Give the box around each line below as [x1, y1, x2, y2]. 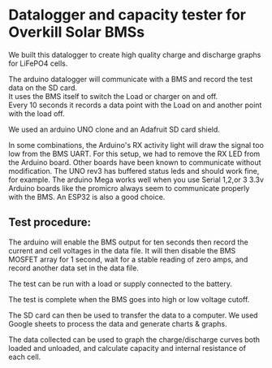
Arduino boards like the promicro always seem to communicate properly [8, 183, 250, 193]
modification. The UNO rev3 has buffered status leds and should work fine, [8, 166, 260, 175]
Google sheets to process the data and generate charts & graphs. [8, 318, 227, 328]
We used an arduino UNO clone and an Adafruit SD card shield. [8, 124, 221, 134]
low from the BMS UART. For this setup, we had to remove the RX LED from [8, 149, 261, 158]
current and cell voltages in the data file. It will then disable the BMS [8, 245, 236, 255]
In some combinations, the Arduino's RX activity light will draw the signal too [8, 140, 264, 149]
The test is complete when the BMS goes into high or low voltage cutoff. [8, 294, 250, 304]
